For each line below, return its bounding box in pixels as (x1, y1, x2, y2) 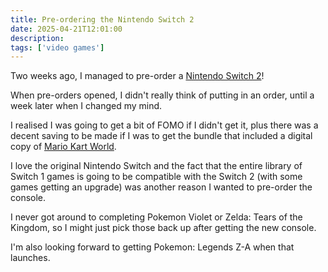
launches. (10, 252, 51, 264)
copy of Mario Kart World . (10, 141, 117, 153)
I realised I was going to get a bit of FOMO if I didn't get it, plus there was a (10, 119, 319, 131)
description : (10, 33, 65, 43)
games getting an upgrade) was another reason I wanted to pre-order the (10, 181, 313, 193)
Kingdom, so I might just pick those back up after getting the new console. (10, 222, 317, 234)
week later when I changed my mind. (10, 100, 163, 112)
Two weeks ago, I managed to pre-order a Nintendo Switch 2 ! (10, 70, 265, 82)
